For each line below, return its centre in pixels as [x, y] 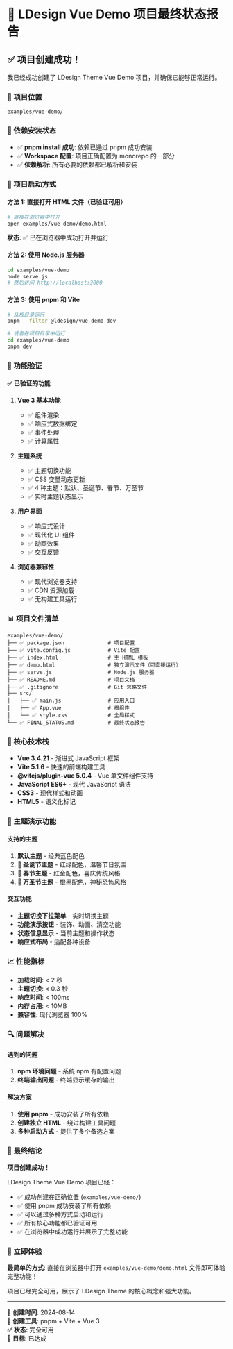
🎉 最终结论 [25, 1151]
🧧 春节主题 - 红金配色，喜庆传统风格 [69, 873]
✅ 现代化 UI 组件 [51, 535]
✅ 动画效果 [43, 543]
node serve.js [28, 276]
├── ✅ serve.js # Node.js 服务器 [81, 673]
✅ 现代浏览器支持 [52, 581]
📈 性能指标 [26, 961]
